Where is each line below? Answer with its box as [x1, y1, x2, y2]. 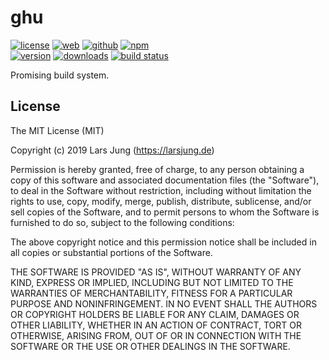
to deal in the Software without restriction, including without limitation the [10, 184, 312, 196]
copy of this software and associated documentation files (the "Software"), [10, 174, 320, 186]
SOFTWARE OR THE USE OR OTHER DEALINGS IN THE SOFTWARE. [10, 340, 291, 352]
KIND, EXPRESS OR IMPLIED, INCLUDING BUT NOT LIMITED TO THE [10, 276, 294, 288]
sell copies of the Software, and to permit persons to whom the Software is [10, 206, 320, 218]
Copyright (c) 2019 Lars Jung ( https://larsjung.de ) [10, 144, 215, 156]
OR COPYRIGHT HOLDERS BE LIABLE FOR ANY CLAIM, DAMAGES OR [10, 308, 300, 320]
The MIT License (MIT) [10, 124, 105, 136]
